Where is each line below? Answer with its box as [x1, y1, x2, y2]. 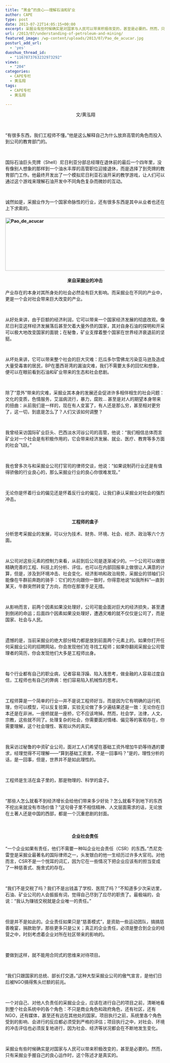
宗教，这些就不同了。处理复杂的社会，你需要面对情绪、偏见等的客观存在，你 [5, 717, 165, 723]
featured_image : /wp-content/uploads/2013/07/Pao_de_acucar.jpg [5, 36, 144, 41]
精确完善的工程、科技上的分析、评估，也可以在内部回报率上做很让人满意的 [5, 564, 160, 570]
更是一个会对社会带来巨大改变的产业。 [5, 296, 85, 302]
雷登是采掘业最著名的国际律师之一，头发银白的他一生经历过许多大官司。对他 [5, 851, 165, 858]
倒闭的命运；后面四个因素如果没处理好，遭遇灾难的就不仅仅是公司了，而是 [9, 610, 165, 616]
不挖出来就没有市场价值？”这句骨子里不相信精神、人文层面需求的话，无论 [5, 804, 158, 810]
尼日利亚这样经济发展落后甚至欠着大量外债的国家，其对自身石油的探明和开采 [5, 323, 165, 329]
